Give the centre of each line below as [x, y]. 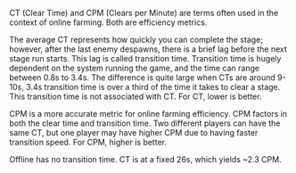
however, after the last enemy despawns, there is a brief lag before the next [148, 49]
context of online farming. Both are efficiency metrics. [108, 22]
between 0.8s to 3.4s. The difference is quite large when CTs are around [143, 78]
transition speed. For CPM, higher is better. [88, 142]
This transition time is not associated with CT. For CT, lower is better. [136, 96]
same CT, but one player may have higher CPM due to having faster [134, 132]
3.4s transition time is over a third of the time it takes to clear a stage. [153, 87]
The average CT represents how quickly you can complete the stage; [136, 40]
